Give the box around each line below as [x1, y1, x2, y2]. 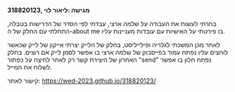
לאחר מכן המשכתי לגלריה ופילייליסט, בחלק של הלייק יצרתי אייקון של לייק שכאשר [7, 41, 220, 48]
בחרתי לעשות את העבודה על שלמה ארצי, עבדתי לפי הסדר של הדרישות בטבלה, [7, 20, 217, 27]
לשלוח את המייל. [7, 63, 53, 71]
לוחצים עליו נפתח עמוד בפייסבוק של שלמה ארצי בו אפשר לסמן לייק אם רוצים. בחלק [7, 48, 229, 56]
